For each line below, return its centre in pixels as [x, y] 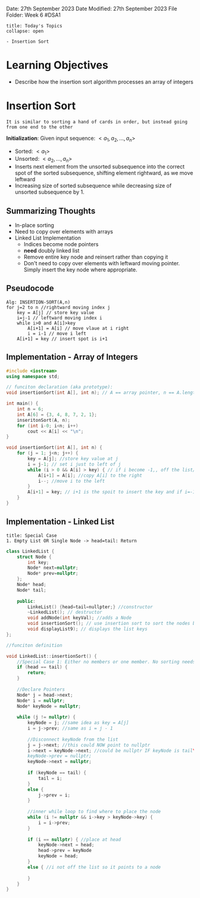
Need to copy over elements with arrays [64, 232]
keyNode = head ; [58, 856]
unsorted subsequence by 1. [49, 192]
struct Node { [34, 557]
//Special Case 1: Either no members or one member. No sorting [98, 662]
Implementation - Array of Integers [72, 357]
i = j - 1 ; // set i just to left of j [74, 464]
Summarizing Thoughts [51, 211]
